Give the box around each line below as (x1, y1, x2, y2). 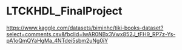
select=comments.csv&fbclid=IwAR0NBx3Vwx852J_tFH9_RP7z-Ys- (6, 30, 176, 37)
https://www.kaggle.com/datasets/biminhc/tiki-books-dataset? (6, 24, 164, 31)
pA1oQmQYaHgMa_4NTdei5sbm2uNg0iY (6, 37, 108, 44)
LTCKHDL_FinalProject (6, 4, 123, 18)
